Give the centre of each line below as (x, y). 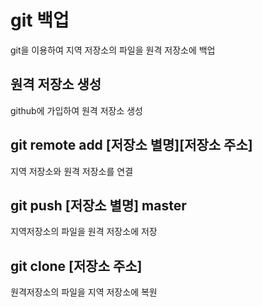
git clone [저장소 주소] (76, 266)
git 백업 (40, 20)
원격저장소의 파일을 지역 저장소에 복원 (84, 292)
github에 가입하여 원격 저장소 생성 (76, 110)
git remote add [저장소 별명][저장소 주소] (131, 145)
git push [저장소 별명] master (98, 205)
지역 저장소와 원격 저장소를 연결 (72, 171)
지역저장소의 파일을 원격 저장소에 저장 (84, 232)
